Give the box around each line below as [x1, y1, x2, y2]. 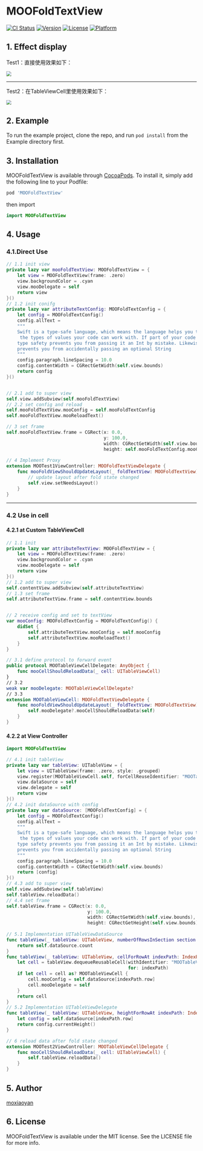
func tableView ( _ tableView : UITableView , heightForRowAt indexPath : [6, 1010, 185, 1016]
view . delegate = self [17, 785, 71, 791]
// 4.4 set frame [6, 897, 50, 904]
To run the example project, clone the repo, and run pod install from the [6, 132, 188, 139]
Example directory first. [6, 138, 65, 145]
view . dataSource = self [17, 779, 77, 786]
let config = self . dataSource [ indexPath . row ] [17, 1016, 134, 1022]
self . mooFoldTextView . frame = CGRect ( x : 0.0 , [6, 429, 123, 436]
